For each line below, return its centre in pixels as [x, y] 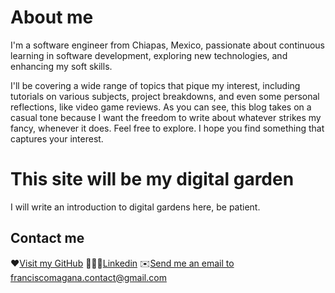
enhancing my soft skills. [61, 66]
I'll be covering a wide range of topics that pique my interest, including [155, 85]
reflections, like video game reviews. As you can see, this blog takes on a [161, 107]
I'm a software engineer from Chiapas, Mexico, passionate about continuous [167, 45]
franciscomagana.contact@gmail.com [88, 277]
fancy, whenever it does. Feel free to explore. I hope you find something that [167, 128]
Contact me [47, 238]
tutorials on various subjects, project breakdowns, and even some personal [165, 96]
